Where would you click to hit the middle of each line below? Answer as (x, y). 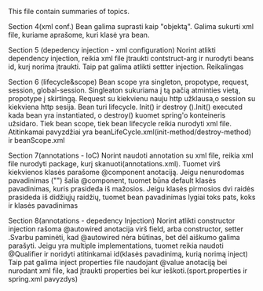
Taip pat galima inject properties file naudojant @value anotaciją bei (118, 262)
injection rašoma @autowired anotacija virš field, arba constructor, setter (126, 229)
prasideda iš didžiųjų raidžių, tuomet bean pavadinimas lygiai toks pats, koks (132, 197)
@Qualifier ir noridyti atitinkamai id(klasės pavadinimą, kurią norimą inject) (128, 254)
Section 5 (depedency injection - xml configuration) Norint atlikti (112, 50)
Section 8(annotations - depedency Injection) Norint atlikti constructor (122, 220)
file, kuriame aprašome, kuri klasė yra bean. (79, 35)
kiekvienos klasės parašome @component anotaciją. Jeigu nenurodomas (126, 172)
